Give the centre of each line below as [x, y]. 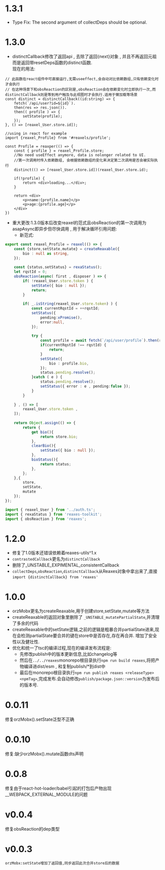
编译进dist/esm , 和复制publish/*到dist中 [65, 667]
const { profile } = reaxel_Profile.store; [59, 151]
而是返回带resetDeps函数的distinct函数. [52, 63]
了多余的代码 [25, 623]
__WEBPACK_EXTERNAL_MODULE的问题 [46, 795]
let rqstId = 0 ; [31, 272]
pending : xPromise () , [61, 318]
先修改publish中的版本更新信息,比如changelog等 [69, 654]
